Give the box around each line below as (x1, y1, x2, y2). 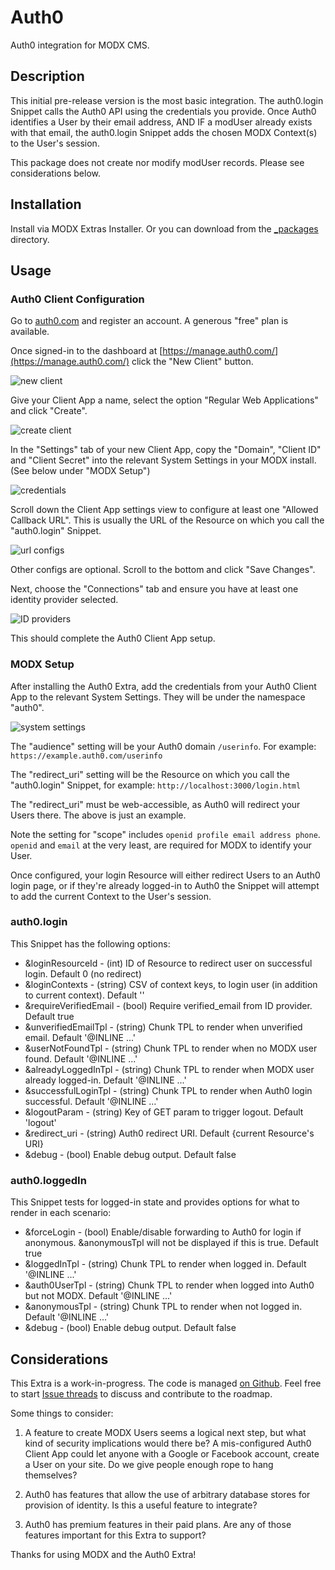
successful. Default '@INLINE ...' (24, 1095, 159, 1107)
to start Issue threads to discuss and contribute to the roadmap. (10, 1387, 273, 1400)
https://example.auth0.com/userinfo (10, 751, 163, 761)
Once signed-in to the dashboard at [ (10, 345, 163, 357)
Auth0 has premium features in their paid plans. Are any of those (24, 1518, 292, 1530)
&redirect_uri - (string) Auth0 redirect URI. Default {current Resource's (24, 1127, 315, 1139)
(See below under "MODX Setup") (10, 465, 151, 477)
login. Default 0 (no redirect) (24, 967, 142, 980)
